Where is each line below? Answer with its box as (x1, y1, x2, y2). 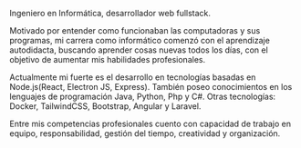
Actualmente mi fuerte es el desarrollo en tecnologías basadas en (9, 72, 256, 83)
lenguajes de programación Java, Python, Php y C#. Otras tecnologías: (9, 91, 276, 102)
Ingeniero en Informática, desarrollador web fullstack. (9, 8, 212, 18)
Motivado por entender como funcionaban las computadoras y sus (9, 25, 261, 35)
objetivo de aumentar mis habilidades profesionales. (9, 54, 206, 64)
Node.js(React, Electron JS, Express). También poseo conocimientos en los (9, 82, 293, 92)
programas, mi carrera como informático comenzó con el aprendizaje (9, 35, 271, 45)
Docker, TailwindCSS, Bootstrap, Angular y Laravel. (9, 101, 202, 112)
